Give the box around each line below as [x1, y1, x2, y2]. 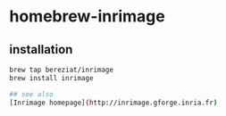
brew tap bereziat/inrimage [9, 65, 114, 74]
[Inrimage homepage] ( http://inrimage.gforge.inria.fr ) [9, 98, 218, 107]
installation [9, 42, 73, 57]
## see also [9, 89, 54, 99]
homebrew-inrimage [9, 6, 165, 27]
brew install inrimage [9, 73, 94, 82]
